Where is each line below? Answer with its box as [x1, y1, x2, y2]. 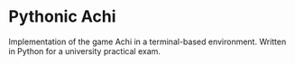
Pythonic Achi [8, 6, 116, 27]
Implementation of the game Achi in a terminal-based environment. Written [8, 36, 287, 47]
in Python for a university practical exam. [8, 45, 161, 56]
